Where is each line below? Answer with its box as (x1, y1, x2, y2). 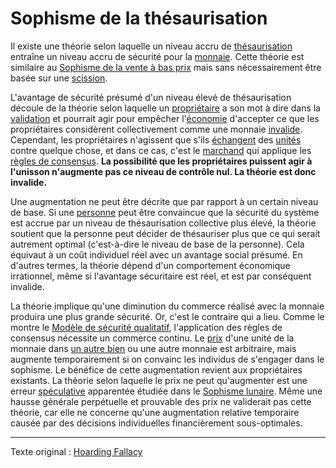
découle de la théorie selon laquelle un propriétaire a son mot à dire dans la (10, 102, 321, 114)
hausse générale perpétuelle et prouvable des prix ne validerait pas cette (10, 395, 312, 407)
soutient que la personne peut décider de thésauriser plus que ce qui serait (10, 227, 321, 239)
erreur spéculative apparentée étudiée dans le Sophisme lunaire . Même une (10, 385, 323, 397)
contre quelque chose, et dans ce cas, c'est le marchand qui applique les (10, 144, 312, 156)
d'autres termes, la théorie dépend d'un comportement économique (10, 259, 291, 271)
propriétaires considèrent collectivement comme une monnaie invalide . (10, 123, 303, 135)
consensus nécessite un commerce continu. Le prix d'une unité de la (10, 332, 295, 344)
